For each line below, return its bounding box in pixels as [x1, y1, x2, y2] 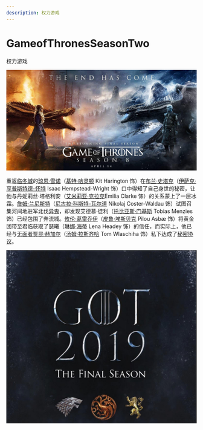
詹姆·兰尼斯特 [17, 200, 51, 207]
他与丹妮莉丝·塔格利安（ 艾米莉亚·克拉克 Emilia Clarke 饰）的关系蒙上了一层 [6, 192, 192, 200]
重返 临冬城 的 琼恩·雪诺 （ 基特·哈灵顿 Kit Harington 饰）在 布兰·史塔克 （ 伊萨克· [6, 177, 196, 184]
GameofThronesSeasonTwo [6, 36, 150, 50]
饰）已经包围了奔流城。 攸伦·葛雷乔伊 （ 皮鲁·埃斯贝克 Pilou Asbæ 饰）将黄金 [6, 215, 195, 223]
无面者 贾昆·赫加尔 [17, 230, 62, 238]
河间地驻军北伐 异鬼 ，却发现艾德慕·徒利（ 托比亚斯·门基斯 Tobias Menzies [11, 207, 193, 215]
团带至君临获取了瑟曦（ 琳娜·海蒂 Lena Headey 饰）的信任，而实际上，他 [6, 223, 187, 230]
